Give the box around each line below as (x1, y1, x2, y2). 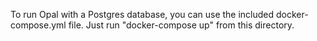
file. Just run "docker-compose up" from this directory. (68, 19, 295, 31)
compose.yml (10, 19, 67, 31)
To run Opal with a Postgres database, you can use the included (10, 9, 275, 20)
